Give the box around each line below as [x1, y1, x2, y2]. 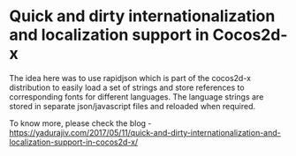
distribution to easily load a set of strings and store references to [9, 82, 245, 93]
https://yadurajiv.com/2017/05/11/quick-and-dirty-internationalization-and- [9, 127, 281, 137]
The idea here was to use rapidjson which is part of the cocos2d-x [9, 72, 252, 83]
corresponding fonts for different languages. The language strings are [9, 91, 264, 102]
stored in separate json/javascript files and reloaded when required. [9, 100, 256, 111]
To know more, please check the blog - [9, 117, 152, 129]
